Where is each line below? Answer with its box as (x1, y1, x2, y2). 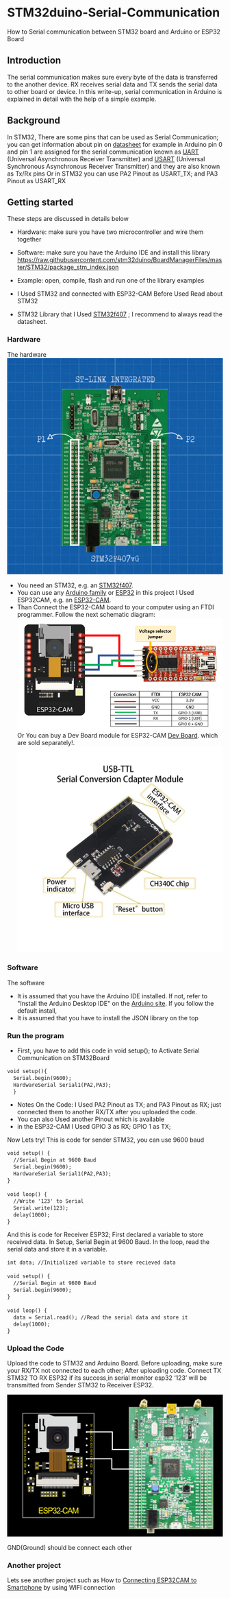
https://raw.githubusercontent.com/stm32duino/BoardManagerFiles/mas (16, 256, 222, 264)
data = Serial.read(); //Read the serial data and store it (13, 1314, 188, 1321)
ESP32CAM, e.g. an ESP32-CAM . (16, 596, 112, 604)
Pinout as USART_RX (7, 176, 66, 185)
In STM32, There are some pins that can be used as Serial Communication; (7, 132, 219, 141)
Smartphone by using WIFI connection (7, 1584, 116, 1592)
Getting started (7, 196, 74, 208)
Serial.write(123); (13, 1204, 69, 1212)
